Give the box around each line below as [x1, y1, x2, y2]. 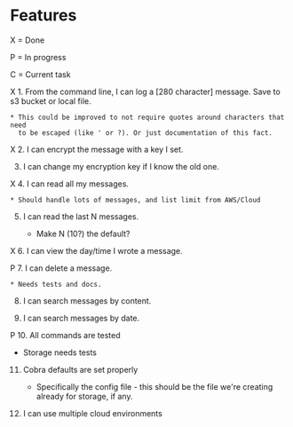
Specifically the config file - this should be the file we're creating [36, 381, 273, 391]
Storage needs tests [22, 347, 97, 358]
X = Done [10, 35, 45, 45]
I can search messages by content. [22, 295, 152, 306]
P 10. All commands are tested [10, 329, 121, 340]
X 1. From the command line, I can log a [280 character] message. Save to [10, 86, 281, 97]
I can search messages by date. [22, 312, 140, 323]
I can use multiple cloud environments [22, 407, 162, 418]
